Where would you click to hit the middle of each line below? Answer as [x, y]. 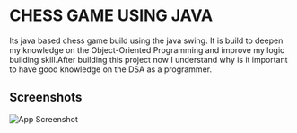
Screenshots [46, 98]
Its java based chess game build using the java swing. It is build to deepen [146, 40]
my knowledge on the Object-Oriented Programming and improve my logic [147, 49]
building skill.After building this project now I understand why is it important [149, 59]
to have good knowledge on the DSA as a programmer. [111, 69]
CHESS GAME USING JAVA [111, 16]
